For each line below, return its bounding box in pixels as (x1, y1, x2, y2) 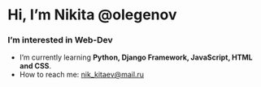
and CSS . (19, 61, 52, 71)
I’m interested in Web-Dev (7, 35, 113, 46)
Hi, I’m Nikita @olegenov (7, 6, 177, 24)
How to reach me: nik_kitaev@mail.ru (19, 70, 144, 80)
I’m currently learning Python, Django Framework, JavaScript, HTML (19, 52, 253, 62)
